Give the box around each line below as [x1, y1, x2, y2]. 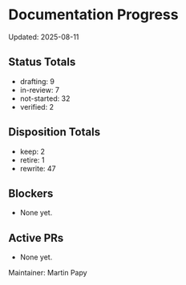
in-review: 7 [19, 85, 60, 94]
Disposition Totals [8, 126, 101, 139]
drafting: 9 [19, 76, 55, 86]
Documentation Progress [8, 6, 179, 24]
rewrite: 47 [19, 163, 56, 173]
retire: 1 [19, 155, 45, 165]
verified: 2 [19, 102, 55, 111]
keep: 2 [19, 147, 46, 156]
